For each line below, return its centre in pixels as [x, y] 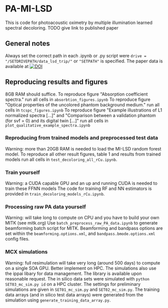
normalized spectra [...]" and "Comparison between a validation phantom [80, 115]
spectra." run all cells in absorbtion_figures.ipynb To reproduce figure [78, 99]
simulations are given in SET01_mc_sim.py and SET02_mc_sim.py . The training [82, 289]
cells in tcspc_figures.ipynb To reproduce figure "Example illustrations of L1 [84, 110]
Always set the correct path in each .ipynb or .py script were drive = [76, 55]
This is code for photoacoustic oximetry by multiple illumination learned [79, 22]
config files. [17, 239]
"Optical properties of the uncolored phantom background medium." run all [82, 104]
